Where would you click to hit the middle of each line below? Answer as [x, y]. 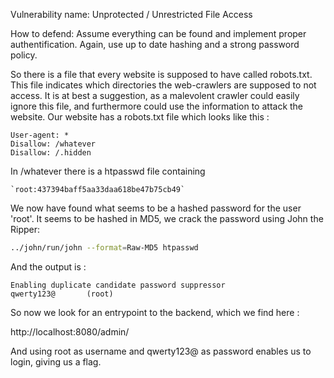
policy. [24, 55]
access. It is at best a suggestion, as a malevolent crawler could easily [155, 95]
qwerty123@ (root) [62, 294]
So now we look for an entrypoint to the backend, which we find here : [155, 312]
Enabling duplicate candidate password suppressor [118, 285]
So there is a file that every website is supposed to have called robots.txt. [161, 74]
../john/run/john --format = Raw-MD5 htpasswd [104, 248]
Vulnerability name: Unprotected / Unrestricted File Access [131, 14]
